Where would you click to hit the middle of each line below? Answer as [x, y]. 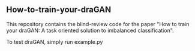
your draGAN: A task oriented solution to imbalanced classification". [90, 30]
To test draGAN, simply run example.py [55, 42]
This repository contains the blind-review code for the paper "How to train [98, 24]
